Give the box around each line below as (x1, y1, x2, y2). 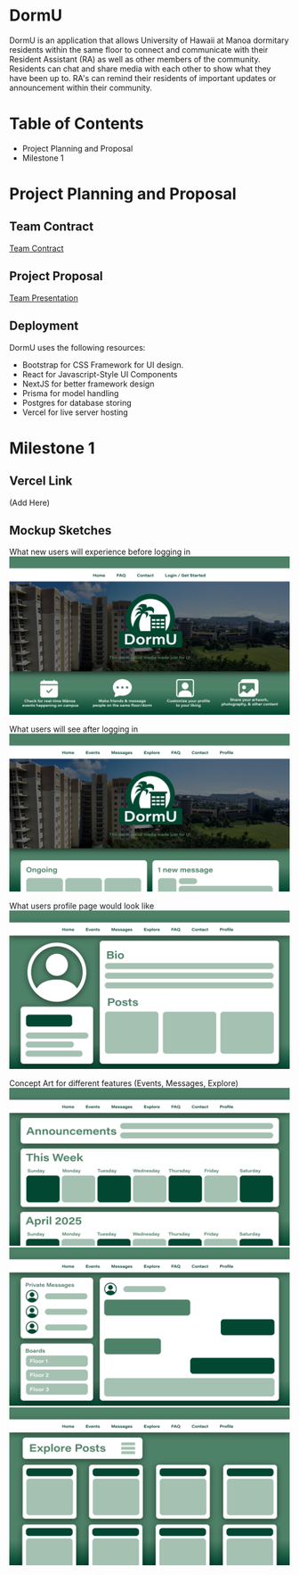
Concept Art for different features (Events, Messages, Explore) (9, 1077, 238, 1089)
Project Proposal (9, 269, 104, 284)
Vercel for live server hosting (21, 407, 129, 418)
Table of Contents (9, 113, 144, 134)
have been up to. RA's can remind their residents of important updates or (9, 72, 277, 83)
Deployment (9, 319, 79, 334)
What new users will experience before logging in (9, 546, 191, 558)
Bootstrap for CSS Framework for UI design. (21, 359, 184, 370)
